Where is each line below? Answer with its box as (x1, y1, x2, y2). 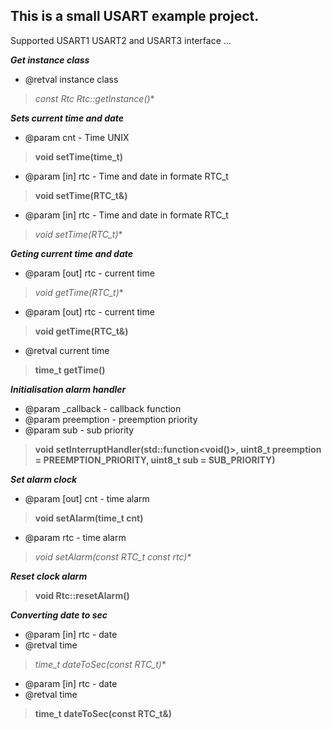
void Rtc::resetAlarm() (34, 589, 130, 601)
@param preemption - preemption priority (24, 413, 198, 425)
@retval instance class (24, 73, 119, 85)
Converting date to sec (10, 609, 108, 621)
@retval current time (24, 344, 110, 356)
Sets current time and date (10, 112, 125, 124)
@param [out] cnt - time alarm (24, 492, 150, 504)
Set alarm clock (10, 473, 78, 485)
